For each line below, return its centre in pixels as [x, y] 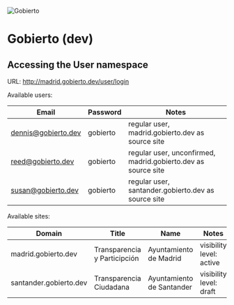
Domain [49, 233]
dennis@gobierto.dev [46, 133]
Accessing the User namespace [78, 65]
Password [105, 112]
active [210, 263]
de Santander [170, 287]
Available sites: [29, 216]
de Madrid [165, 258]
